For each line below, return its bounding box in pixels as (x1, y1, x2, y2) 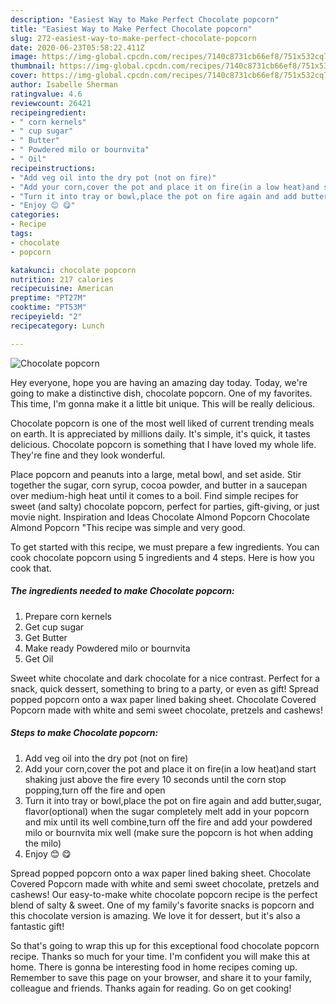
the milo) (24, 837, 62, 849)
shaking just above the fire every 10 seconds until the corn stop (24, 773, 287, 785)
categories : (10, 210, 60, 220)
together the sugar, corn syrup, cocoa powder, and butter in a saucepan (10, 479, 308, 491)
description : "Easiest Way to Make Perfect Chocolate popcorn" (10, 14, 280, 25)
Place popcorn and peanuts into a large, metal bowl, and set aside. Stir (10, 468, 302, 480)
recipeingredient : (10, 107, 87, 118)
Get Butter (24, 631, 68, 643)
